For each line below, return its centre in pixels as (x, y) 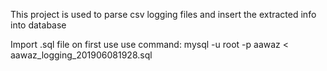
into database (38, 25)
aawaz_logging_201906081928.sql (81, 55)
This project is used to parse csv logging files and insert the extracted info (163, 14)
